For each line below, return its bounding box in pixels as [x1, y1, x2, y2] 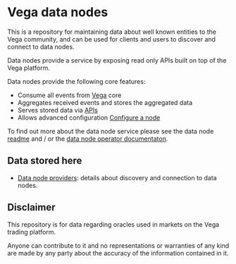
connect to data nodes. [7, 42, 75, 51]
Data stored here [7, 155, 82, 167]
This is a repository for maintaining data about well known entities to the [7, 27, 217, 36]
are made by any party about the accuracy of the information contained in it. [7, 249, 229, 257]
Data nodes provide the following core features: [7, 77, 146, 85]
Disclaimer [7, 201, 56, 213]
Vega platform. [7, 63, 51, 72]
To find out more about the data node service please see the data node [7, 127, 214, 135]
